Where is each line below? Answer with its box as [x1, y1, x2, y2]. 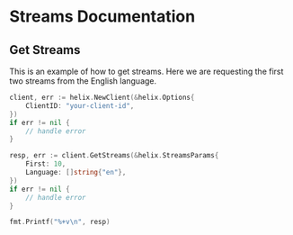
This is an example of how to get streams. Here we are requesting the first [9, 66, 284, 77]
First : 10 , [25, 159, 67, 168]
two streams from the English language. [9, 76, 157, 86]
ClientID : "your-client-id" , [25, 101, 135, 110]
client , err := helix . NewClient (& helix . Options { [9, 93, 195, 102]
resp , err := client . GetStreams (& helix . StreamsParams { [9, 151, 219, 160]
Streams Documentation [9, 6, 196, 27]
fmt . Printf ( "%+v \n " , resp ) [9, 218, 111, 227]
